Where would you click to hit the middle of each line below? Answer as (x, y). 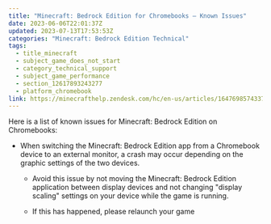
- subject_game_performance (63, 76)
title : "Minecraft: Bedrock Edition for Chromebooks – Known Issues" (128, 16)
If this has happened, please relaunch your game (113, 212)
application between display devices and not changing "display (137, 188)
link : (17, 99)
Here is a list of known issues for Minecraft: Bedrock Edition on (113, 121)
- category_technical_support (66, 69)
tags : (17, 46)
